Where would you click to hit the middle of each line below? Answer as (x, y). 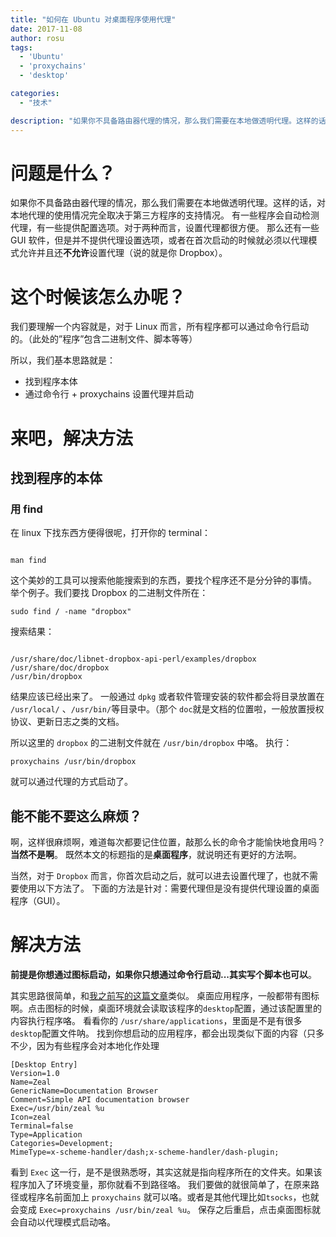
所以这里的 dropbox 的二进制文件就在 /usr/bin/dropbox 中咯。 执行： (151, 743)
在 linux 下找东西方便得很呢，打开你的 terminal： (111, 533)
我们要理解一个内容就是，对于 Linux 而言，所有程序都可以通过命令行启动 (160, 327)
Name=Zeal (31, 1082)
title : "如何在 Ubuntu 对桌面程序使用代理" (93, 19)
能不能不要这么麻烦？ (76, 816)
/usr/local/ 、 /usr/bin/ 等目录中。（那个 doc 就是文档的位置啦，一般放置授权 (167, 709)
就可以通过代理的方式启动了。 (71, 782)
